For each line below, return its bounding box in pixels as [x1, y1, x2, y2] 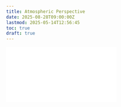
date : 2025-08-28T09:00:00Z [6, 14, 75, 20]
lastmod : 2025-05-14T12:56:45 [6, 19, 80, 25]
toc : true [6, 25, 31, 31]
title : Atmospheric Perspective [6, 8, 85, 15]
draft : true [6, 31, 35, 36]
